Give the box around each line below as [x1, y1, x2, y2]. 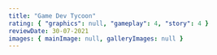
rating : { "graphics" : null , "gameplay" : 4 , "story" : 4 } [8, 19, 209, 27]
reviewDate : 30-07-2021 [8, 27, 89, 35]
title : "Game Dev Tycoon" [8, 11, 96, 20]
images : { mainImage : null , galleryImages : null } [8, 34, 184, 43]
